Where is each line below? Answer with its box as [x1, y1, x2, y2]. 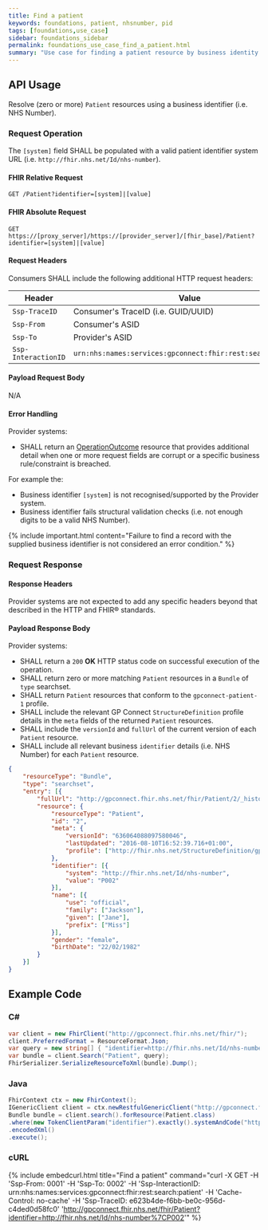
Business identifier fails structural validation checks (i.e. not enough [19, 507, 243, 517]
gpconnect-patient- [192, 692, 258, 700]
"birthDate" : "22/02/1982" [50, 943, 141, 952]
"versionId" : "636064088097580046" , [65, 832, 187, 840]
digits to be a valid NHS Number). [19, 515, 130, 525]
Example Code [8, 988, 82, 1001]
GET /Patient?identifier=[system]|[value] [8, 191, 152, 199]
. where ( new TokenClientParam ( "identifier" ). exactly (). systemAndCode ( [8, 1118, 245, 1126]
